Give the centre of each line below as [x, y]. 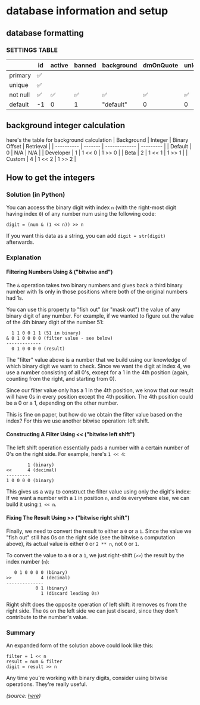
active [59, 65]
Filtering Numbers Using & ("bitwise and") [60, 272]
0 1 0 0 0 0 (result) [38, 349]
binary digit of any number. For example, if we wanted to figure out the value [100, 316]
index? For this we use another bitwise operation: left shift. [78, 421]
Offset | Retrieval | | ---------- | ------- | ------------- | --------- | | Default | [99, 146]
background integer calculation [66, 125]
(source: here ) [24, 696]
